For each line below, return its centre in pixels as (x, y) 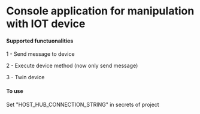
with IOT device (46, 24)
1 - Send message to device (40, 54)
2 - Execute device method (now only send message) (72, 66)
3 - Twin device (25, 77)
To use (15, 91)
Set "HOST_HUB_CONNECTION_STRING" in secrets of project (83, 104)
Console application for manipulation (100, 11)
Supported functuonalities (40, 41)
